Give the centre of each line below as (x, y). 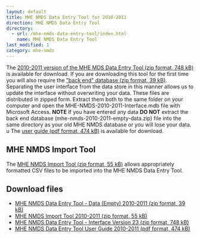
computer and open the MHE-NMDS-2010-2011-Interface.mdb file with (93, 106)
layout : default (26, 12)
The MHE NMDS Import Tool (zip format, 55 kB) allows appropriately (90, 164)
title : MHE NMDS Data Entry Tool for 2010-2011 (67, 17)
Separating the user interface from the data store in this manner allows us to (100, 86)
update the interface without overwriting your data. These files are (88, 92)
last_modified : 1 (28, 45)
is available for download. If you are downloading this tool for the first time (98, 74)
